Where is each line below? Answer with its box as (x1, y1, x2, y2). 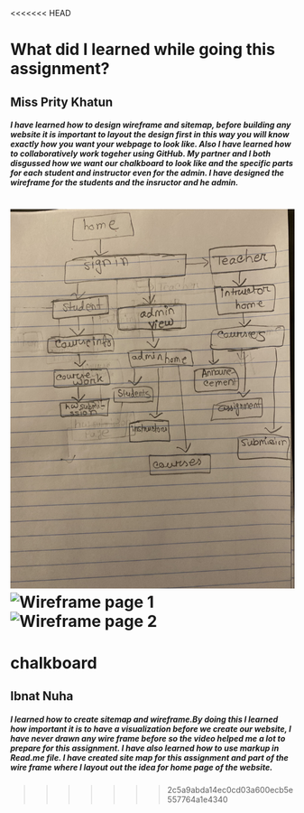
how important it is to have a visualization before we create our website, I (10, 723, 292, 734)
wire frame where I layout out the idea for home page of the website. (10, 762, 273, 772)
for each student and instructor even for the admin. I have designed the (10, 167, 285, 179)
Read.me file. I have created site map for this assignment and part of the (10, 752, 290, 762)
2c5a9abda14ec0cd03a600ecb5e (167, 784, 294, 795)
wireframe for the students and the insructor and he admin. (10, 177, 239, 188)
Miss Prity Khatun (10, 94, 114, 109)
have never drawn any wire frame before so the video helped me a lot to (10, 733, 286, 743)
